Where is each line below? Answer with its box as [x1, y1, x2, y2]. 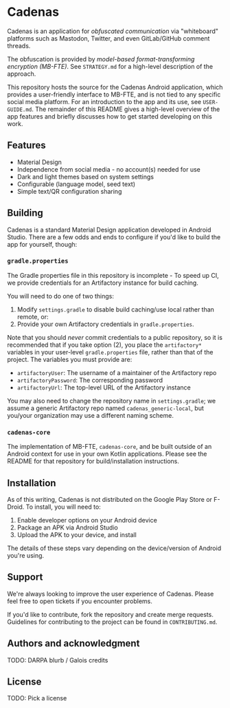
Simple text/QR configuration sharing [16, 187, 122, 195]
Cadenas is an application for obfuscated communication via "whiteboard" [7, 27, 218, 35]
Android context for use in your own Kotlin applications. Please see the [7, 449, 207, 458]
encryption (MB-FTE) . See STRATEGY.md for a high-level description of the [7, 62, 214, 70]
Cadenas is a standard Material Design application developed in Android [7, 225, 211, 234]
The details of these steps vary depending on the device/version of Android [7, 544, 222, 552]
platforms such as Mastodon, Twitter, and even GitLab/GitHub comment [7, 34, 210, 42]
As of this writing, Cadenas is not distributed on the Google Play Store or [7, 495, 213, 503]
